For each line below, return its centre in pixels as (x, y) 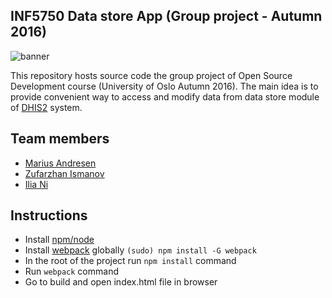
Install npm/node (59, 240)
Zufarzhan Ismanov (64, 173)
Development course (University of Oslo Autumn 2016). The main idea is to (164, 86)
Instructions (49, 215)
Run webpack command (71, 271)
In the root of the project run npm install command (130, 261)
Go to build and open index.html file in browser (121, 282)
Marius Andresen (60, 163)
